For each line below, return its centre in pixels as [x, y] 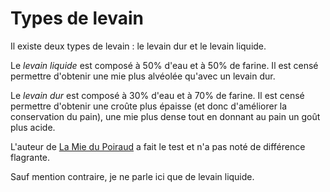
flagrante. [30, 157]
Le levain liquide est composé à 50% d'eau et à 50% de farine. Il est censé [164, 65]
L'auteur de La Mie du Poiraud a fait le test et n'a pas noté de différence [158, 146]
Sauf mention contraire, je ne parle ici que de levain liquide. [132, 176]
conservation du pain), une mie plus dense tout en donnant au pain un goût [165, 116]
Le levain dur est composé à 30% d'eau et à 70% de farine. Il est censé [157, 95]
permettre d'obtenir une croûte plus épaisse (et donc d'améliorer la [149, 106]
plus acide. [33, 127]
